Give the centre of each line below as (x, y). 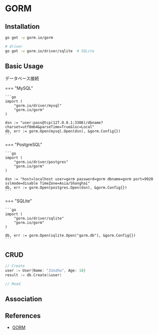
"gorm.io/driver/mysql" (38, 106)
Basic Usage (24, 66)
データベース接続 (22, 79)
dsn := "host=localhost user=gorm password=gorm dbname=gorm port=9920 (79, 179)
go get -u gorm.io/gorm (29, 38)
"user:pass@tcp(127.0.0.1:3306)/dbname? (62, 123)
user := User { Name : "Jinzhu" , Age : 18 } (45, 271)
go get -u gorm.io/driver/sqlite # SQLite (50, 51)
